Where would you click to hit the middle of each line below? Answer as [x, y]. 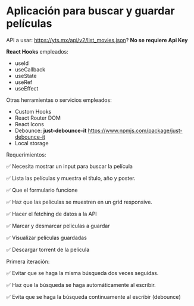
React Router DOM [38, 118]
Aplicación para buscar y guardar [90, 11]
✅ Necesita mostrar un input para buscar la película [69, 166]
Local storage [32, 143]
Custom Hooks [33, 111]
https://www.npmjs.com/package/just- [135, 130]
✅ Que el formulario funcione [42, 190]
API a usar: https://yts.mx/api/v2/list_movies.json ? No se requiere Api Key [97, 40]
